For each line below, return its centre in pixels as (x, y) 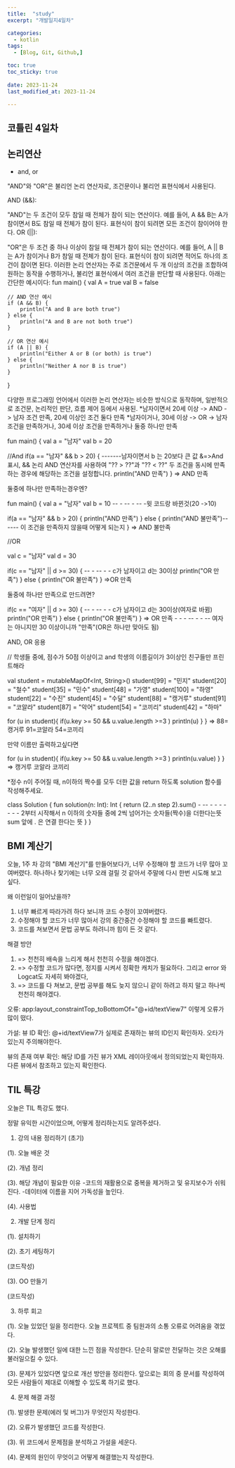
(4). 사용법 (22, 1206)
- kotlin (26, 39)
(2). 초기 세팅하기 (31, 1251)
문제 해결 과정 (36, 1398)
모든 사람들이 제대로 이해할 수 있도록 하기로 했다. (74, 1382)
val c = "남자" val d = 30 (42, 556)
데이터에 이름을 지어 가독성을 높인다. (75, 1192)
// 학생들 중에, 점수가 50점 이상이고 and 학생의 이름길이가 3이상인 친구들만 (109, 657)
